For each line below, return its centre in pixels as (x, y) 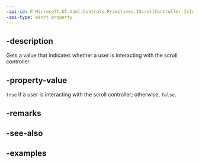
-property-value (37, 80)
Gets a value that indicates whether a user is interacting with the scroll (92, 55)
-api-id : (17, 12)
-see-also (25, 133)
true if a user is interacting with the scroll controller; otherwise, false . (91, 95)
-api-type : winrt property (39, 17)
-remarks (24, 113)
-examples (26, 154)
